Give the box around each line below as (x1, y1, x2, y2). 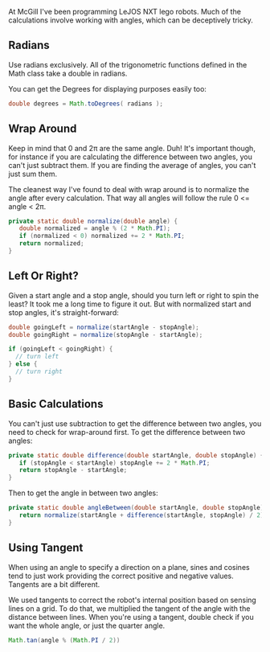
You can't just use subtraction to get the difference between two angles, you (8, 418, 262, 429)
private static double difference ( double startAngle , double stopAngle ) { (8, 451, 264, 459)
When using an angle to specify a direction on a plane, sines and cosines (8, 562, 251, 572)
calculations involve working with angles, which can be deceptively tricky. (8, 15, 253, 25)
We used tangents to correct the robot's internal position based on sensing (8, 595, 257, 605)
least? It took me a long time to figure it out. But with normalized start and (8, 299, 252, 309)
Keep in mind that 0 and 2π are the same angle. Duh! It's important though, (8, 143, 256, 153)
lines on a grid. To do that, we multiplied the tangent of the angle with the (8, 603, 251, 613)
